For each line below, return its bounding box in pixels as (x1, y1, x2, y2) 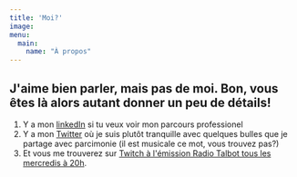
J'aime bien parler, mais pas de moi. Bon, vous (9, 81, 279, 96)
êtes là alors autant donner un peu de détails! (9, 94, 271, 110)
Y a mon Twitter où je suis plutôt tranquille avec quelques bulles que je (22, 128, 289, 139)
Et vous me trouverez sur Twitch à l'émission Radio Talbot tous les (22, 147, 271, 159)
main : (17, 38, 39, 48)
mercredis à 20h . (22, 157, 87, 168)
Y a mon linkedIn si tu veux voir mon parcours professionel (22, 119, 243, 130)
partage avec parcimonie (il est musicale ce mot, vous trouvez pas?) (22, 138, 280, 149)
